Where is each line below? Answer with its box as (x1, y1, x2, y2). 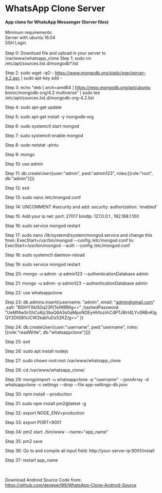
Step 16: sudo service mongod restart (5, 223, 81, 228)
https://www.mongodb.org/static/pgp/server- (54, 70, 146, 76)
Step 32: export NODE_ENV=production (5, 410, 85, 416)
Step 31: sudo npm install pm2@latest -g (5, 400, 86, 406)
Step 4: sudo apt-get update (5, 104, 62, 110)
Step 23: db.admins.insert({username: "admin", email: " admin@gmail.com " (5, 299, 155, 305)
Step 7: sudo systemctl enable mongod (5, 133, 84, 138)
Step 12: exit (5, 185, 30, 190)
